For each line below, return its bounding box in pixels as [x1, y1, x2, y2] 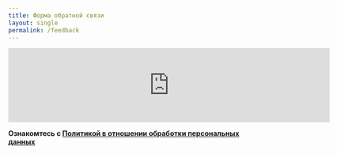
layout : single [8, 19, 59, 27]
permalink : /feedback [8, 26, 80, 34]
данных [8, 137, 36, 147]
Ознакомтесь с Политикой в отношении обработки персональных [8, 129, 240, 138]
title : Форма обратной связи [8, 11, 104, 20]
